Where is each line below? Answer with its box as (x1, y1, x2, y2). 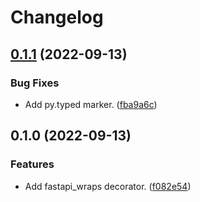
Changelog (10, 6, 104, 29)
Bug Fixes (10, 76, 60, 90)
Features (10, 157, 55, 171)
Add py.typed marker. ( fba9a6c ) (24, 98, 158, 110)
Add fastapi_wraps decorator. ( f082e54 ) (24, 180, 192, 192)
